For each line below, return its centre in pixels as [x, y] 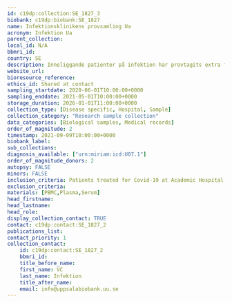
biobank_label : [29, 142]
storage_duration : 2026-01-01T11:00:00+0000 [72, 103]
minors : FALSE [28, 174]
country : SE [24, 59]
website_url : [26, 71]
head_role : [23, 212]
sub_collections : [32, 148]
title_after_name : [46, 282]
